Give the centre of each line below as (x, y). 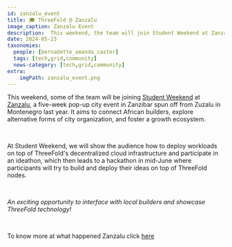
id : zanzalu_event (33, 13)
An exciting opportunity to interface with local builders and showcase (106, 202)
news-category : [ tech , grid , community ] (69, 65)
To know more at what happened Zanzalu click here (81, 236)
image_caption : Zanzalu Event (51, 26)
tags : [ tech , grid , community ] (55, 59)
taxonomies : (24, 46)
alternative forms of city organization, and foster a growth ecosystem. (106, 119)
